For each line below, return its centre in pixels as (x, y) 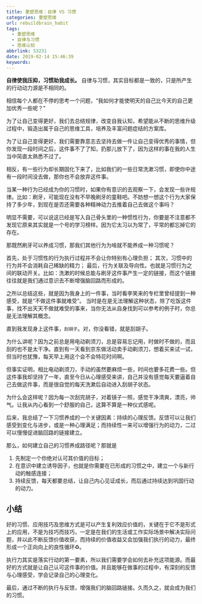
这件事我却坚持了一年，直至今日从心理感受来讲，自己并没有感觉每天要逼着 (98, 376)
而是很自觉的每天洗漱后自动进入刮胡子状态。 (98, 384)
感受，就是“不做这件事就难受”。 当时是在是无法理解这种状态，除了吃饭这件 (99, 300)
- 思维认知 (23, 46)
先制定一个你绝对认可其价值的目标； (60, 458)
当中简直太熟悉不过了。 (35, 156)
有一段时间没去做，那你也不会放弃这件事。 (59, 176)
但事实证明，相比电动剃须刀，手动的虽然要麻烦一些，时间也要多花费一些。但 (101, 369)
